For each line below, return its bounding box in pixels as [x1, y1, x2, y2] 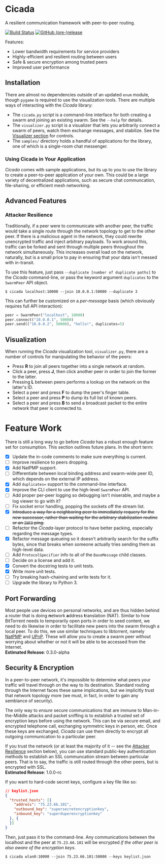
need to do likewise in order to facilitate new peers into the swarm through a [5, 623, 160, 629]
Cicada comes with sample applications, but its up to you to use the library [5, 167, 157, 173]
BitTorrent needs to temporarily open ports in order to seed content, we [5, 618, 150, 624]
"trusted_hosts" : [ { [9, 797, 52, 803]
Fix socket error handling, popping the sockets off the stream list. [12, 503, 145, 509]
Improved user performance [12, 64, 70, 70]
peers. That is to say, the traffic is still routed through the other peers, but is [5, 759, 159, 765]
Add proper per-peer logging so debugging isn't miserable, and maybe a [12, 492, 160, 498]
